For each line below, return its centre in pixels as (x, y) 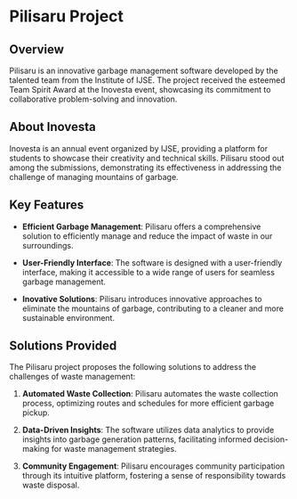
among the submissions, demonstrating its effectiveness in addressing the (145, 168)
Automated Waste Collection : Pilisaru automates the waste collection (150, 394)
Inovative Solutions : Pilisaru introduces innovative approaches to (142, 299)
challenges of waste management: (72, 377)
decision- (271, 439)
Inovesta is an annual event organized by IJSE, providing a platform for (139, 148)
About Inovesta (52, 127)
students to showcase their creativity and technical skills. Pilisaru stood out (147, 158)
